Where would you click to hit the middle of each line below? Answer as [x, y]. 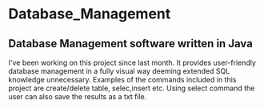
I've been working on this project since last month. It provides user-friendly [132, 62]
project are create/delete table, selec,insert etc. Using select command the [132, 88]
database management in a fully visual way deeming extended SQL [119, 71]
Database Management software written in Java [131, 44]
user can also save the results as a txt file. [78, 96]
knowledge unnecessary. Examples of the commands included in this [122, 80]
